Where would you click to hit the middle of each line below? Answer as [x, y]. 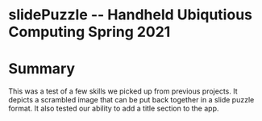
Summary [42, 69]
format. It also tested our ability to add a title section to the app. [114, 108]
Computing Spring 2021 [89, 32]
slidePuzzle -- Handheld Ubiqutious [130, 15]
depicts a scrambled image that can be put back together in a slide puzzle [131, 100]
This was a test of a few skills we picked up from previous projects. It [123, 91]
